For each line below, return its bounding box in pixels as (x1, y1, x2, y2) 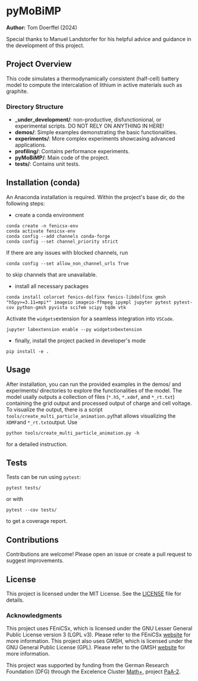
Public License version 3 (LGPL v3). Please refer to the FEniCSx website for (6, 631, 191, 639)
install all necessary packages (14, 282, 89, 290)
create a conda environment (14, 211, 84, 218)
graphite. (6, 88, 29, 95)
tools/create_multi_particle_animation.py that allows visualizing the (6, 412, 176, 419)
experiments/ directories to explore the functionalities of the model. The (6, 386, 183, 394)
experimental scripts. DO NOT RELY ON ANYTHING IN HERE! (14, 122, 165, 129)
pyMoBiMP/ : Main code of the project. (14, 154, 109, 162)
